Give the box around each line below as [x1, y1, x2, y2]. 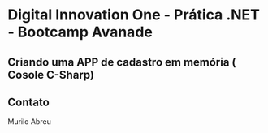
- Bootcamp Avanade [7, 23, 153, 41]
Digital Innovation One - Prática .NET [7, 6, 261, 24]
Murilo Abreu [7, 117, 52, 127]
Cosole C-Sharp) [7, 67, 95, 82]
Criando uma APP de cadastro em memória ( [7, 55, 236, 69]
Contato [7, 95, 50, 109]
